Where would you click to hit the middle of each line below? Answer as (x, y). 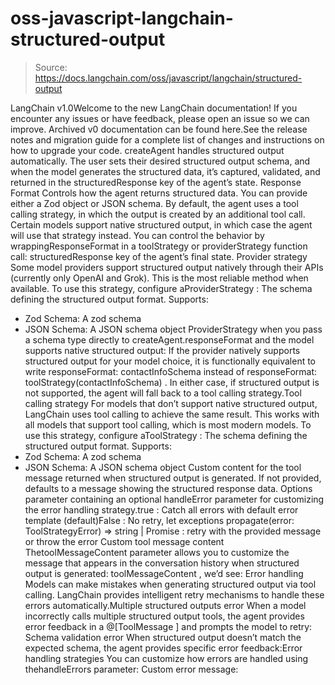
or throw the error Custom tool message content (124, 541)
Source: (51, 67)
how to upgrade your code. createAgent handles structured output (147, 150)
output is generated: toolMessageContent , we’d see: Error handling (164, 573)
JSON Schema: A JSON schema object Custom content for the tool (163, 467)
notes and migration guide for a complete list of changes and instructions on (167, 139)
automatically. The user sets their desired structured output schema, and (160, 161)
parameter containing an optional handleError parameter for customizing (174, 499)
